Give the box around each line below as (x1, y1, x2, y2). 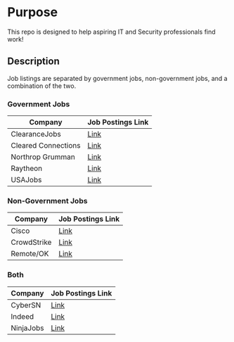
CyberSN (11, 300, 41, 310)
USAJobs (11, 175, 42, 185)
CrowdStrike (11, 237, 52, 247)
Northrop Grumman (11, 152, 75, 162)
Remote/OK (11, 249, 49, 259)
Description (7, 56, 60, 68)
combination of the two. (7, 82, 77, 90)
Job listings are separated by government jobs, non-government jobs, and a (7, 74, 228, 82)
